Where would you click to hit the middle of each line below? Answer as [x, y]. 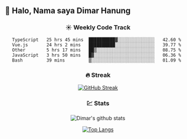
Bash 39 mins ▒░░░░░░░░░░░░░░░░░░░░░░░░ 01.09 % [97, 60]
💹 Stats [98, 103]
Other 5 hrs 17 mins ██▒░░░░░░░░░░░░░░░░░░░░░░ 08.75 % [97, 50]
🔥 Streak [98, 75]
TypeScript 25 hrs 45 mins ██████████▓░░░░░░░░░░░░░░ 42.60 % [97, 40]
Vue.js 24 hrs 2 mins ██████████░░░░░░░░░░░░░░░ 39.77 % [97, 45]
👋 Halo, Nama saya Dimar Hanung [68, 11]
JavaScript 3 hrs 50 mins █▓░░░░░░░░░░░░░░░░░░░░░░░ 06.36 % [97, 55]
